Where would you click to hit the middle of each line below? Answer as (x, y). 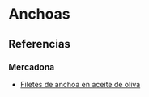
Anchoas (39, 14)
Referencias (40, 44)
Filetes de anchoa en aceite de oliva (80, 84)
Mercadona (32, 67)
